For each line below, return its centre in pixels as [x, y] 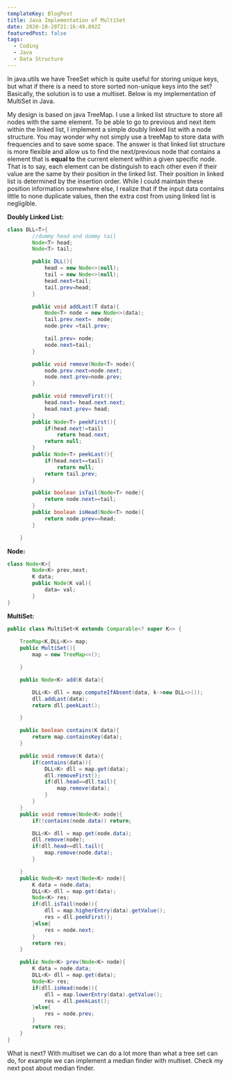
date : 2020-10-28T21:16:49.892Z [54, 26]
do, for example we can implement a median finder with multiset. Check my [115, 1060]
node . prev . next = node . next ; [83, 371]
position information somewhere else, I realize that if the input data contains [116, 188]
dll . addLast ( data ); [60, 699]
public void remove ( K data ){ [62, 756]
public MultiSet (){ [48, 649]
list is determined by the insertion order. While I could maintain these [105, 181]
